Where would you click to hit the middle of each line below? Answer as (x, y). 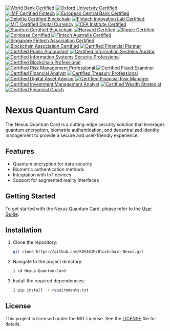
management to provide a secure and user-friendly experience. (72, 135)
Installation (24, 230)
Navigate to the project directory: (48, 262)
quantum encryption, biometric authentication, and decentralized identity (82, 130)
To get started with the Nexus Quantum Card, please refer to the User (79, 209)
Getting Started (30, 196)
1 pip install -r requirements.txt (51, 290)
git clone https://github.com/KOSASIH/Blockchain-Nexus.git (78, 252)
